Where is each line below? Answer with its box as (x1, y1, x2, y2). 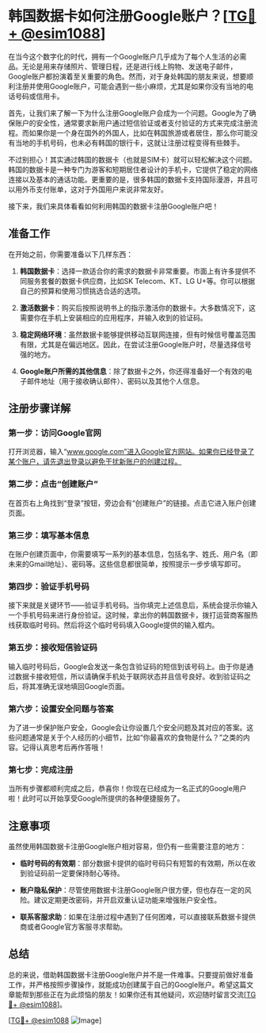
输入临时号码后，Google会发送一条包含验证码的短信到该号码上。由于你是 (8, 661, 247, 671)
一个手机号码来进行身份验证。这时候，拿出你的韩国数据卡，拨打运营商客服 (8, 610, 251, 620)
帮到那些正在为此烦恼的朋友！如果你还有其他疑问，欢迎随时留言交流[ (21, 989, 247, 999)
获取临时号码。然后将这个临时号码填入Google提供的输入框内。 (14, 620, 219, 630)
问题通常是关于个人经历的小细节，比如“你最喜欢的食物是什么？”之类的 (14, 733, 244, 742)
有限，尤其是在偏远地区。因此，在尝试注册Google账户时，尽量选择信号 (19, 339, 252, 349)
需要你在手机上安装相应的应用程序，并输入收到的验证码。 (19, 312, 207, 322)
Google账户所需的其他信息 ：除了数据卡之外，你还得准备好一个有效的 (19, 366, 245, 376)
